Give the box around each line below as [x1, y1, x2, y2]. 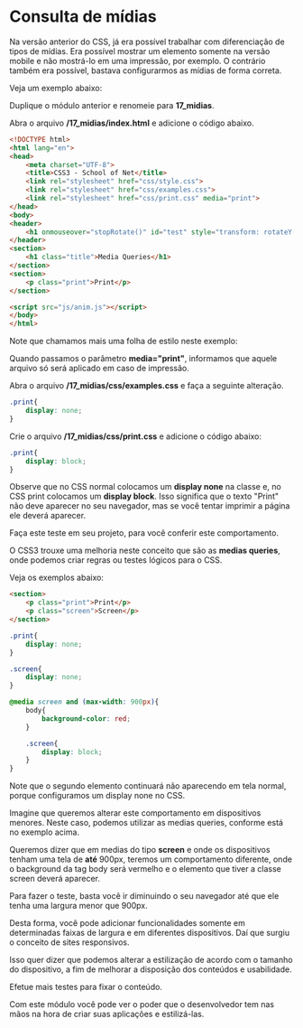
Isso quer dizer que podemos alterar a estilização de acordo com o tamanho [9, 955, 293, 966]
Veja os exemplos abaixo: [9, 572, 104, 584]
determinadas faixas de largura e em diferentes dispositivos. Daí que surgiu [9, 928, 290, 939]
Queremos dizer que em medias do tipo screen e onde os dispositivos [9, 845, 271, 855]
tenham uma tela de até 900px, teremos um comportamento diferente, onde [9, 854, 293, 864]
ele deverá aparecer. [9, 510, 87, 521]
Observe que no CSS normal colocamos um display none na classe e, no [9, 481, 281, 492]
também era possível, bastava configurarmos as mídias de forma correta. [9, 65, 282, 76]
